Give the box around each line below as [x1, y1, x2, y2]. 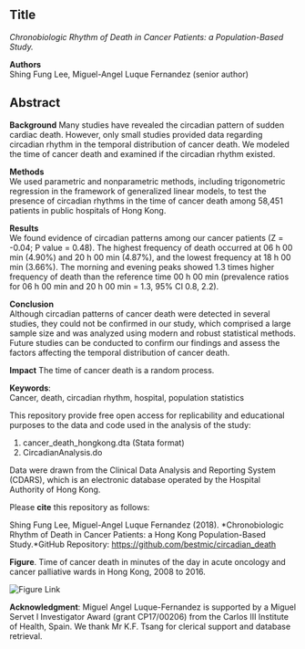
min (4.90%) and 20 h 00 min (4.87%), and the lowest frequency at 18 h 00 [9, 251, 291, 263]
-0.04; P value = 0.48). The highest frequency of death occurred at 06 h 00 [9, 242, 293, 253]
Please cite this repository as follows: [9, 501, 150, 512]
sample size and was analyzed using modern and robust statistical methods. [9, 328, 296, 339]
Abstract [9, 95, 61, 110]
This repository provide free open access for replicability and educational [9, 410, 285, 421]
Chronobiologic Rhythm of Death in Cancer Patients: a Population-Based [9, 31, 284, 42]
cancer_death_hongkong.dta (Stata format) [22, 437, 185, 448]
